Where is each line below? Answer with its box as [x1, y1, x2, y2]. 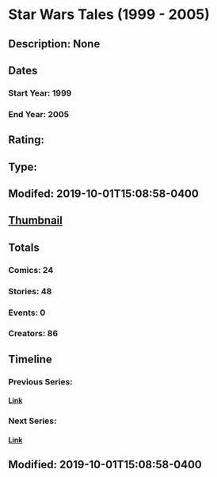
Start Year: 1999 [8, 87, 72, 98]
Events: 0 [8, 307, 46, 318]
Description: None [8, 37, 101, 51]
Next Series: [8, 415, 57, 426]
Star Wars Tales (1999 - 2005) [8, 6, 210, 24]
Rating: [8, 133, 45, 147]
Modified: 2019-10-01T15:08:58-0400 [8, 458, 202, 471]
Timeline [8, 352, 53, 365]
